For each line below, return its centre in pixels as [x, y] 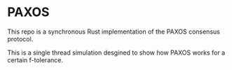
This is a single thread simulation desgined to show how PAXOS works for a [116, 52]
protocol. [20, 38]
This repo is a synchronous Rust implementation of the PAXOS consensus [114, 31]
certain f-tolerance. [35, 59]
